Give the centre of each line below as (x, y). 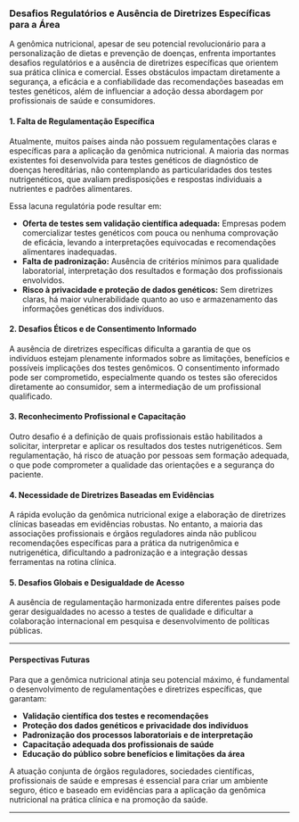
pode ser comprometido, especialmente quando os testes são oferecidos (143, 377)
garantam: (28, 698)
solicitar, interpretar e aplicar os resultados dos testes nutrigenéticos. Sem (146, 445)
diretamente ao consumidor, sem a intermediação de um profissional (135, 386)
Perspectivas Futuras (50, 660)
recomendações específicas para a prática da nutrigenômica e (124, 544)
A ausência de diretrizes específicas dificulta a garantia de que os (130, 349)
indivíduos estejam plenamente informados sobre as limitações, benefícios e (149, 358)
